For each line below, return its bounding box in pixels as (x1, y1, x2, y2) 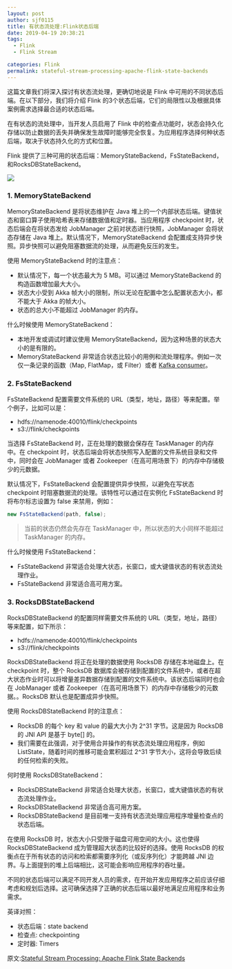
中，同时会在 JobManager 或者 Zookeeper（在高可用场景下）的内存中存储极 (7, 457, 224, 465)
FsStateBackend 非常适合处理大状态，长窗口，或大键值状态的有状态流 (17, 563, 217, 571)
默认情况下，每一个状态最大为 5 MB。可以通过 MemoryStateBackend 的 (17, 271, 222, 279)
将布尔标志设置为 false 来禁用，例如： (7, 497, 115, 505)
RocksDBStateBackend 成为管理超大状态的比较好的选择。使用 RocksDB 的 (7, 844, 219, 852)
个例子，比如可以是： (7, 404, 68, 412)
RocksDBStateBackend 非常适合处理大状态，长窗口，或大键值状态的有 (17, 786, 217, 794)
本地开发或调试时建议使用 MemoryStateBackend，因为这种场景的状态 (17, 335, 216, 343)
